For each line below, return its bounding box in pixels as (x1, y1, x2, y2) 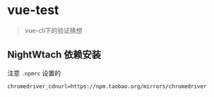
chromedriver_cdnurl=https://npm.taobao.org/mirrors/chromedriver (7, 83, 207, 90)
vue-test (7, 2, 59, 18)
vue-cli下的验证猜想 (24, 26, 83, 34)
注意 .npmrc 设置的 (7, 69, 61, 77)
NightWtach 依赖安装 (7, 48, 101, 61)
